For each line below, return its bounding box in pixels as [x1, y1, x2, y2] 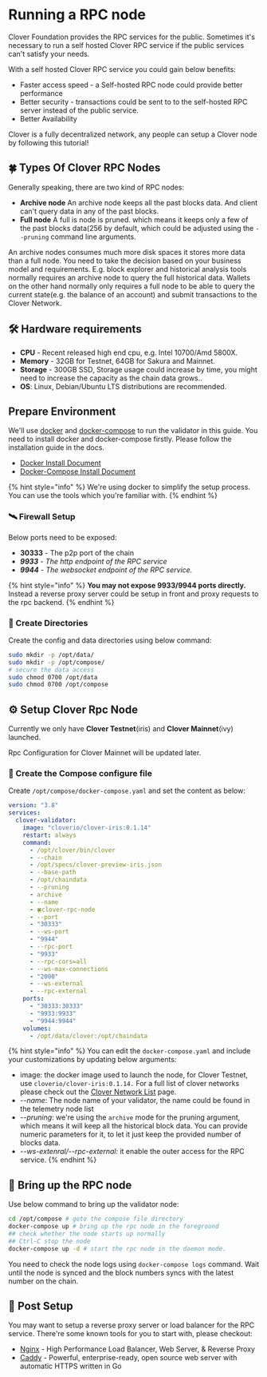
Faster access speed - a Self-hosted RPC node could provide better [19, 80, 243, 90]
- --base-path [29, 869, 77, 877]
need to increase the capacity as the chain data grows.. [19, 373, 203, 383]
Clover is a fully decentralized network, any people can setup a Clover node [8, 129, 257, 139]
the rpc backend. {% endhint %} [8, 597, 115, 607]
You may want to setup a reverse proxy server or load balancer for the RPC [8, 1320, 255, 1330]
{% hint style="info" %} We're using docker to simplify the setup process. [8, 482, 251, 492]
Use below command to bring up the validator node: [8, 1200, 179, 1209]
